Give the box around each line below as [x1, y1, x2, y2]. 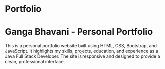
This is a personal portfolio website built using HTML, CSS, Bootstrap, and [5, 43, 157, 49]
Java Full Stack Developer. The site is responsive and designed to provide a [5, 53, 160, 59]
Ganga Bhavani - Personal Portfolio [5, 26, 153, 38]
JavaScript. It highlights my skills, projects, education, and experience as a [5, 48, 158, 54]
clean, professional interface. [5, 59, 65, 65]
